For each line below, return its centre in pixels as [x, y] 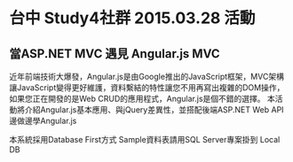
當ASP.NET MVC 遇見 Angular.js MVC [115, 54]
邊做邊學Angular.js [43, 121]
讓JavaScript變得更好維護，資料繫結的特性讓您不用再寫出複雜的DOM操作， [147, 88]
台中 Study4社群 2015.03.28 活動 [132, 18]
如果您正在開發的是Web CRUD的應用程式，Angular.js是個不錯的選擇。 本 [142, 99]
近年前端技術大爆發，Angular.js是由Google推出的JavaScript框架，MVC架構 [146, 77]
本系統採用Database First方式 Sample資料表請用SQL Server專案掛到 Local [145, 139]
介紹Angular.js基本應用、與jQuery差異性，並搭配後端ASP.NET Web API [154, 110]
